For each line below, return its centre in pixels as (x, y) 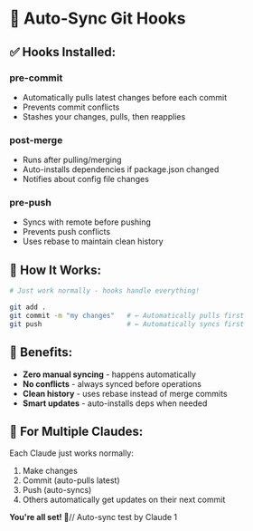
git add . (28, 307)
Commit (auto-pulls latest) (71, 480)
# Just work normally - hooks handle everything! (105, 291)
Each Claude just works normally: (71, 453)
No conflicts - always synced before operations (112, 383)
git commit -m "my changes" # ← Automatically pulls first (127, 316)
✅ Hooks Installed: (62, 52)
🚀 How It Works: (56, 270)
